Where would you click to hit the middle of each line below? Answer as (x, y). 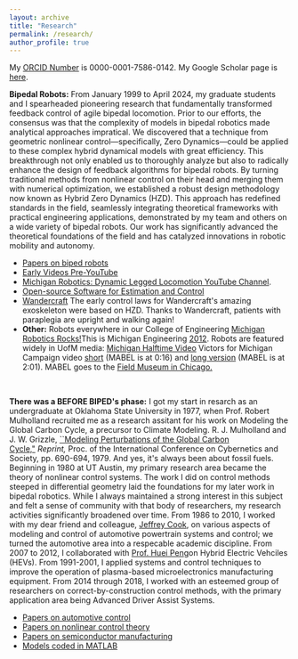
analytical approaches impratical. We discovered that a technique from (139, 132)
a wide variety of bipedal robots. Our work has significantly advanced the (144, 227)
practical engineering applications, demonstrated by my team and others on (148, 217)
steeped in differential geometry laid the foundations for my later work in (142, 487)
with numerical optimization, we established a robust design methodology (145, 189)
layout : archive (39, 17)
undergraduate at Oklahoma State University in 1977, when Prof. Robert (139, 411)
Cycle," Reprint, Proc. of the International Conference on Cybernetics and (144, 449)
